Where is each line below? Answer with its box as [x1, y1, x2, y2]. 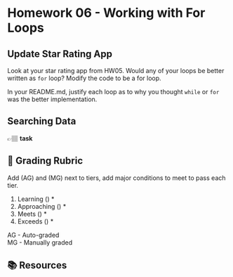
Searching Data [7, 115, 76, 127]
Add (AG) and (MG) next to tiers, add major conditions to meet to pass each [7, 174, 226, 182]
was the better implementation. [7, 95, 98, 103]
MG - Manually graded [7, 238, 73, 247]
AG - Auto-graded [7, 231, 60, 239]
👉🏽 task [7, 134, 33, 142]
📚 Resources [7, 259, 67, 271]
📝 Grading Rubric [7, 155, 84, 167]
